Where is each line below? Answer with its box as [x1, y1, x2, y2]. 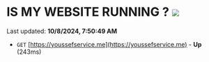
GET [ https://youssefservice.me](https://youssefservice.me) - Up [16, 40, 202, 48]
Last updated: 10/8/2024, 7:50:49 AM [6, 27, 118, 35]
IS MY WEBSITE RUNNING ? [6, 4, 170, 20]
